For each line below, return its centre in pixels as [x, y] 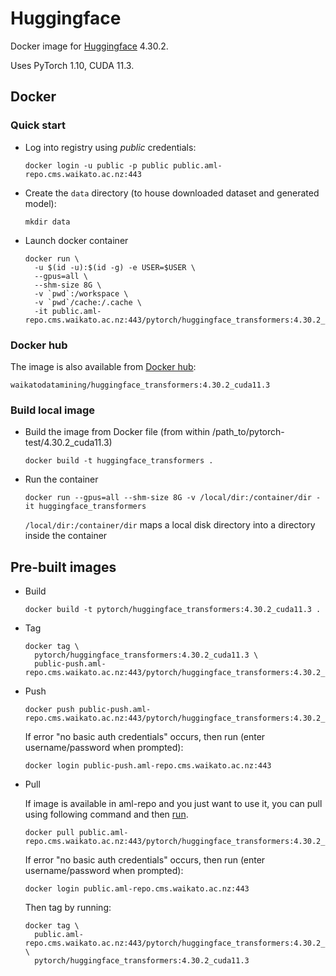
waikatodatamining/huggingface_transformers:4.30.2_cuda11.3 [140, 385]
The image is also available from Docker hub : [103, 366]
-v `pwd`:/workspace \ [81, 293]
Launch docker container [76, 240]
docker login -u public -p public [96, 165]
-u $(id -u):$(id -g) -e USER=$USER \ [115, 267]
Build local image [53, 410]
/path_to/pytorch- [248, 432]
